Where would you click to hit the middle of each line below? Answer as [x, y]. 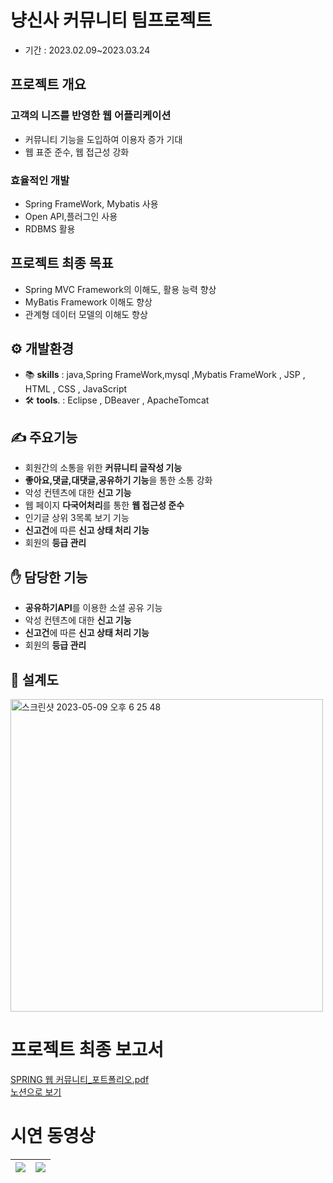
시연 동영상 [53, 1136]
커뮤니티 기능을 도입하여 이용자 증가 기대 [103, 139]
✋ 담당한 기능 [49, 577]
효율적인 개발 [40, 180]
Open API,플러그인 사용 [71, 216]
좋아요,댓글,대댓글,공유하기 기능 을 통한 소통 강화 [118, 480]
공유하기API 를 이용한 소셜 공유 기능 [93, 608]
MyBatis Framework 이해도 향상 [88, 302]
